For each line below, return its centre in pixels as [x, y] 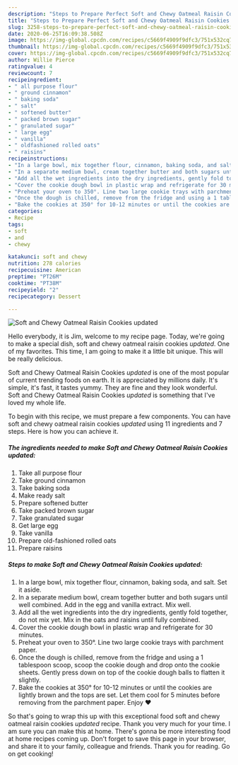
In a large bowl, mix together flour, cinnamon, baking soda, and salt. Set [123, 582]
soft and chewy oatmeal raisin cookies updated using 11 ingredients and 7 [115, 424]
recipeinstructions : [38, 159]
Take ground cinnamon [52, 481]
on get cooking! [31, 754]
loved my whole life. [37, 403]
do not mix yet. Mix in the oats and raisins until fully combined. [109, 620]
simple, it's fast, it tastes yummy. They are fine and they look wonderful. [113, 388]
